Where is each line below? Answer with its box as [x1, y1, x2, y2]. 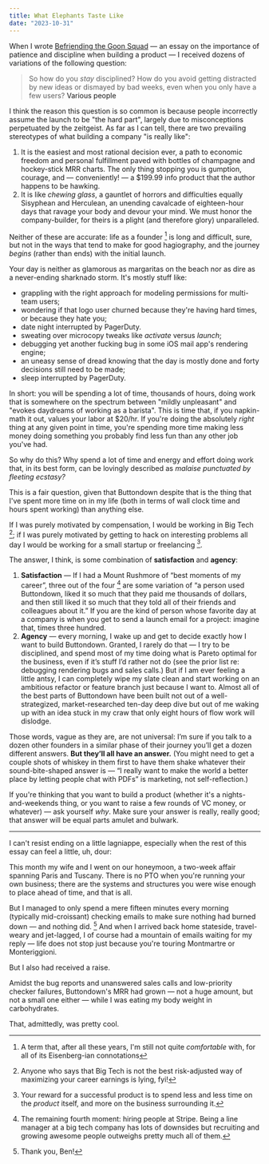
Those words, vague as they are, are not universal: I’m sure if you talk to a [9, 732, 252, 742]
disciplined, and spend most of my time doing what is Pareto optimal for [20, 648, 258, 658]
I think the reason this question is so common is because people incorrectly [9, 106, 258, 116]
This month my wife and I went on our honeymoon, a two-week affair [9, 863, 236, 872]
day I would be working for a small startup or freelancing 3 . [9, 538, 203, 549]
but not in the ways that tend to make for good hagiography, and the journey [9, 241, 260, 250]
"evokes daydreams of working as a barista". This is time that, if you [9, 405, 233, 416]
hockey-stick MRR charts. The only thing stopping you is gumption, [20, 164, 242, 173]
